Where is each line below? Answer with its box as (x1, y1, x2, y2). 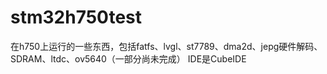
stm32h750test (10, 6, 143, 29)
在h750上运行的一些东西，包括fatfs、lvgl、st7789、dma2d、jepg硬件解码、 (10, 40, 323, 52)
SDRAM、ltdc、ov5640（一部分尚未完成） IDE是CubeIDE (10, 52, 247, 65)
